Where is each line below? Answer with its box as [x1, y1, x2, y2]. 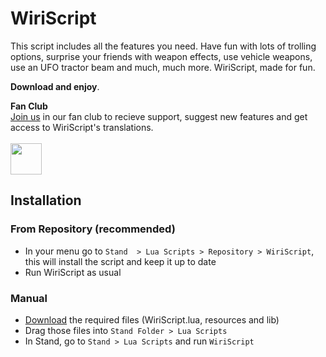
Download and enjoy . [10, 80, 100, 92]
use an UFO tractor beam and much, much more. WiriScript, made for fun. [10, 61, 316, 73]
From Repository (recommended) [10, 222, 176, 236]
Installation [10, 192, 82, 209]
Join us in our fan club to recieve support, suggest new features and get [10, 110, 308, 122]
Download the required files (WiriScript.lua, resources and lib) [24, 313, 280, 326]
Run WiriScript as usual [24, 266, 122, 278]
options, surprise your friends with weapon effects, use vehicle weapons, [10, 50, 313, 62]
